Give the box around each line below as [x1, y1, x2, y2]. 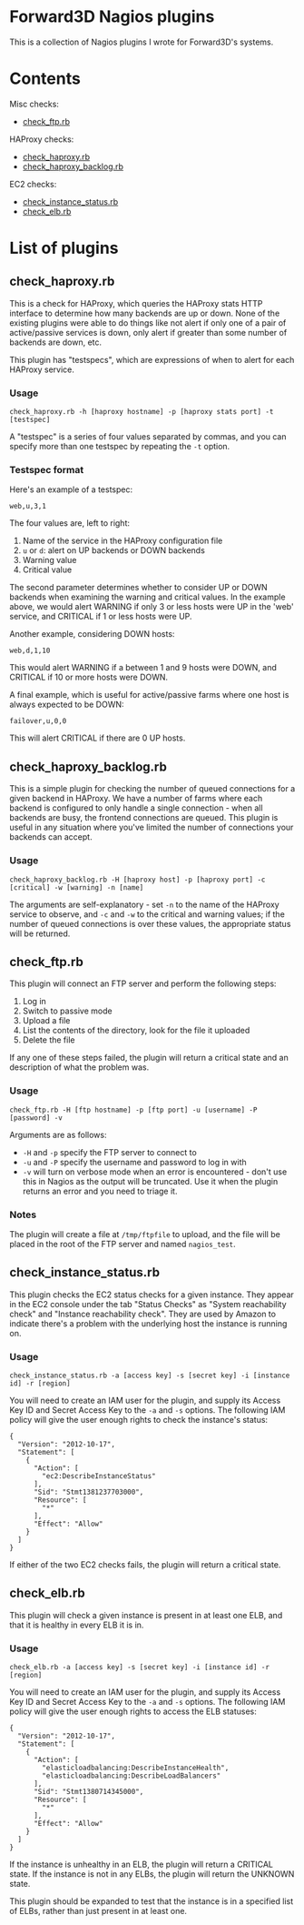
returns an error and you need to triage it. [22, 1185, 178, 1196]
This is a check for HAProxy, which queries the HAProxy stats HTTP [9, 297, 263, 308]
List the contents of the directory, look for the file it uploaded [22, 1025, 250, 1036]
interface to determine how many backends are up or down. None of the [9, 307, 280, 318]
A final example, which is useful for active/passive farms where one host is [9, 690, 289, 700]
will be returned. [9, 928, 71, 939]
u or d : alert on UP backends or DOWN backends [22, 545, 206, 556]
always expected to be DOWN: [9, 699, 124, 711]
